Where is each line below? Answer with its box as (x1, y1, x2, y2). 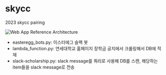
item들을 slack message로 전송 (12, 64, 75, 70)
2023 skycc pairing (5, 19, 45, 25)
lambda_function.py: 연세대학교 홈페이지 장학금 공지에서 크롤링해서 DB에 (12, 45, 156, 51)
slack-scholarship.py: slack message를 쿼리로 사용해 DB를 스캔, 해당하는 (12, 58, 158, 64)
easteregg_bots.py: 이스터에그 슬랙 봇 (12, 39, 88, 45)
